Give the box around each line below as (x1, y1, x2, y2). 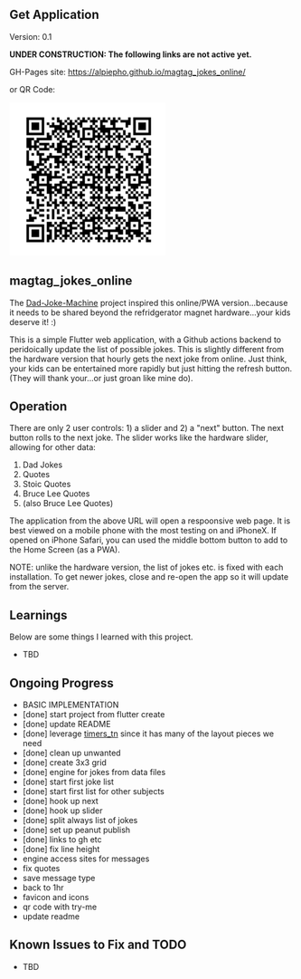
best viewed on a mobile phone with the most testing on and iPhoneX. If (9, 525, 277, 536)
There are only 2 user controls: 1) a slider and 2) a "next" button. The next (9, 423, 285, 434)
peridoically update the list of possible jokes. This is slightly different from (9, 343, 285, 354)
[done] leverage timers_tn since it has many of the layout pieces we (22, 728, 274, 739)
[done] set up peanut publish (22, 824, 131, 836)
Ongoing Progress (9, 675, 115, 691)
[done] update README (22, 719, 111, 730)
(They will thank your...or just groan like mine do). (9, 372, 193, 383)
